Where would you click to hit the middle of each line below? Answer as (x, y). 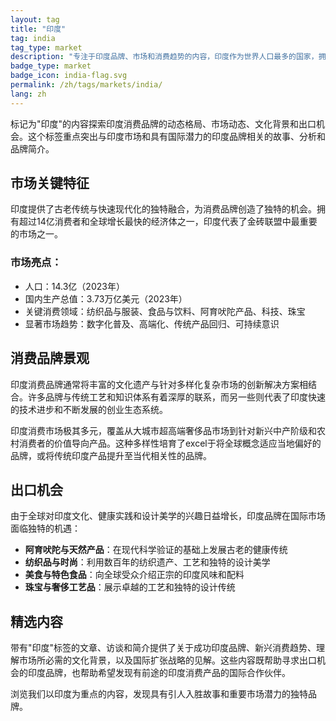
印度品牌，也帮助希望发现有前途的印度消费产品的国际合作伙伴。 (159, 673)
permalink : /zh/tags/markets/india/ (86, 85)
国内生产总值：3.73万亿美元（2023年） (106, 298)
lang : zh (28, 94)
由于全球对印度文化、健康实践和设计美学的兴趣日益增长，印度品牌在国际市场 (168, 516)
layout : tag (35, 19)
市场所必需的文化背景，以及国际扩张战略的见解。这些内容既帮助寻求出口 (167, 660)
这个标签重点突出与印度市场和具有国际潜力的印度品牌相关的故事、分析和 (176, 136)
